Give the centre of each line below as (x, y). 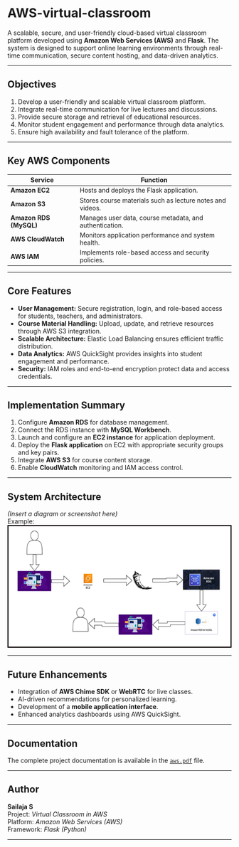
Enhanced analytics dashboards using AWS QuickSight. (99, 714)
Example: (21, 521)
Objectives (32, 84)
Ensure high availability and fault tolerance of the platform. (103, 132)
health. (90, 243)
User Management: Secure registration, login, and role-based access (120, 308)
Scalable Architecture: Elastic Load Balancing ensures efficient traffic (121, 339)
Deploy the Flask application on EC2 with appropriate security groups (121, 445)
